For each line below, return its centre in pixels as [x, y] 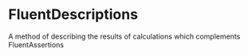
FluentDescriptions [73, 15]
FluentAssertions [36, 44]
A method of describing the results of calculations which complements [124, 36]
